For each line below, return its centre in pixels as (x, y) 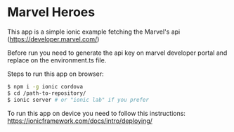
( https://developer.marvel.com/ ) (53, 39)
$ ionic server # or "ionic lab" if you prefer (78, 100)
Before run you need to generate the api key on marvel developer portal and (117, 53)
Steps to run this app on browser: (56, 74)
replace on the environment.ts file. (57, 60)
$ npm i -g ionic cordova (45, 86)
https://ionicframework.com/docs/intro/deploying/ (80, 121)
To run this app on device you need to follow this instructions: (97, 113)
